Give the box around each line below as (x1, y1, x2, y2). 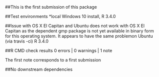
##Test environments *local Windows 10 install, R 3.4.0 (5, 14, 116, 19)
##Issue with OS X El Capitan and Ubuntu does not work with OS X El (5, 23, 145, 29)
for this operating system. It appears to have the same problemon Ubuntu (5, 33, 153, 39)
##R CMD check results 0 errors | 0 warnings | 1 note (5, 48, 113, 53)
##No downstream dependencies (5, 66, 73, 72)
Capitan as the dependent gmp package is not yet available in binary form (5, 28, 154, 33)
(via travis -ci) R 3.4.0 (5, 38, 49, 44)
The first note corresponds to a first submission (5, 57, 101, 62)
